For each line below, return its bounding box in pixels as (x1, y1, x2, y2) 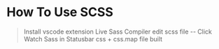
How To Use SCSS (6, 4, 113, 20)
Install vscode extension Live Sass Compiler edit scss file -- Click (23, 27, 213, 36)
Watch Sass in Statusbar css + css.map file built (23, 34, 162, 43)
